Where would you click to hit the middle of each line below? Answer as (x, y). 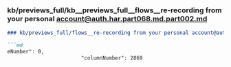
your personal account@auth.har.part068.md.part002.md (107, 18)
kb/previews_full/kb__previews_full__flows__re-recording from (114, 10)
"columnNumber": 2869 (112, 58)
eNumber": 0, (26, 52)
